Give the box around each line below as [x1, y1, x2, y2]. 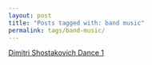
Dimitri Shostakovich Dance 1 [8, 48, 105, 58]
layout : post [8, 11, 52, 20]
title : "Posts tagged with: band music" [8, 19, 146, 27]
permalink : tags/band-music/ [8, 26, 106, 34]
